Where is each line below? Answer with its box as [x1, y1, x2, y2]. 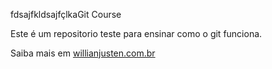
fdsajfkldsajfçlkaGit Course [10, 9, 122, 20]
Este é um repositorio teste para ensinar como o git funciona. [10, 28, 263, 39]
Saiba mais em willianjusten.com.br [10, 47, 156, 59]
